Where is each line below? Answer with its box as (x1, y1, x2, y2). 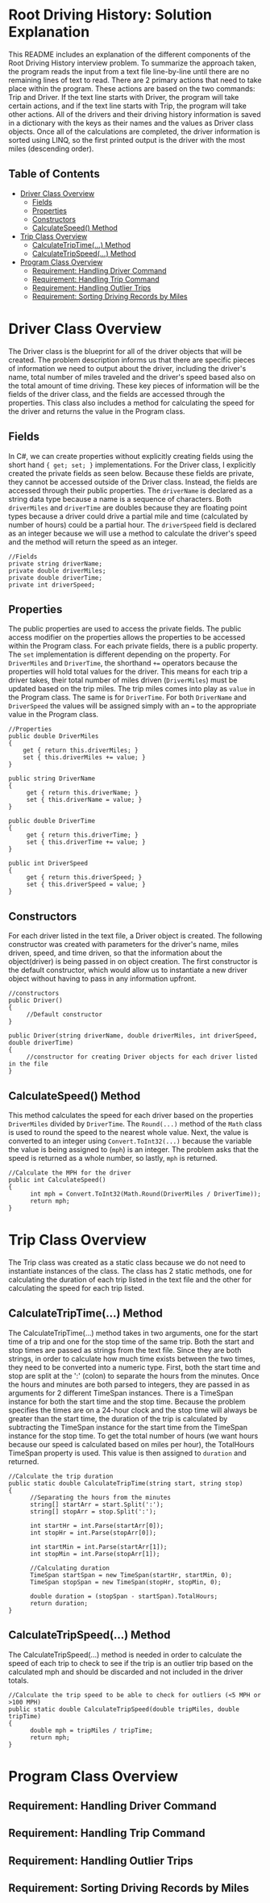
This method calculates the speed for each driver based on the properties (8, 1110, 254, 1120)
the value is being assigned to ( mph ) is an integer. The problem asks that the (8, 1144, 260, 1154)
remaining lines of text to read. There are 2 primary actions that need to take (8, 75, 262, 85)
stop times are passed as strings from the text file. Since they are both (8, 1345, 242, 1354)
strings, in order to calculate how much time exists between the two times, (8, 1354, 255, 1363)
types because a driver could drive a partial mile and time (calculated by (8, 511, 248, 521)
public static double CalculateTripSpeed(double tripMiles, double (8, 1705, 240, 1713)
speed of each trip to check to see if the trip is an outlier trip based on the (8, 1658, 254, 1667)
